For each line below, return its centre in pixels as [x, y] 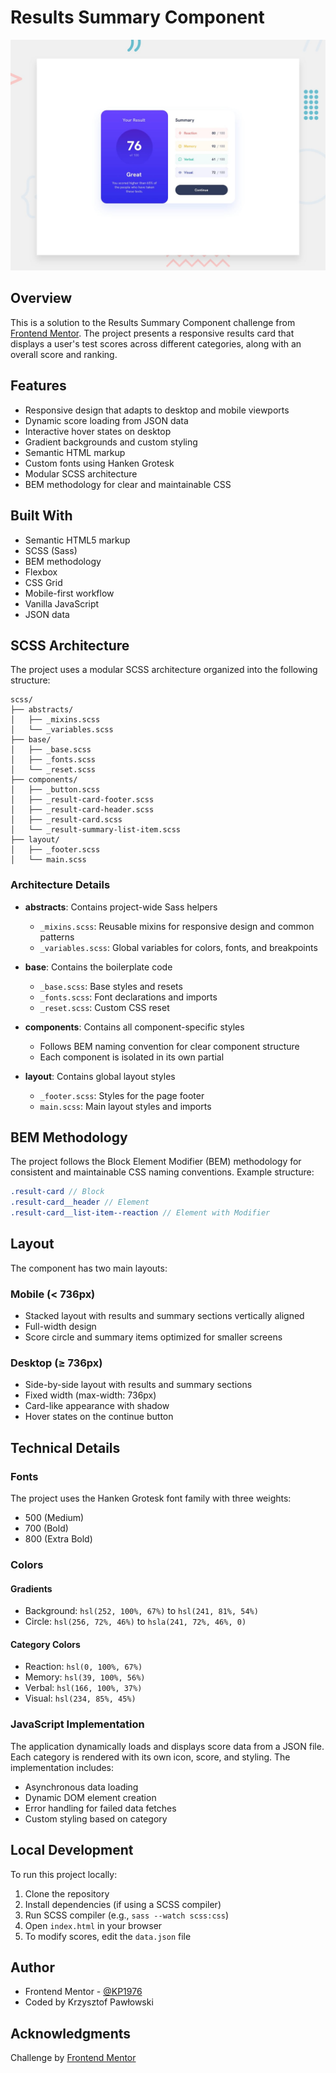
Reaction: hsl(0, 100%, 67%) [83, 1667]
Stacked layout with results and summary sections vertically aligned [164, 1316]
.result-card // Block [57, 1192]
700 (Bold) [46, 1528]
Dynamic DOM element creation [90, 1797]
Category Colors [45, 1644]
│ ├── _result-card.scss [66, 820]
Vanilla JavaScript [62, 603]
